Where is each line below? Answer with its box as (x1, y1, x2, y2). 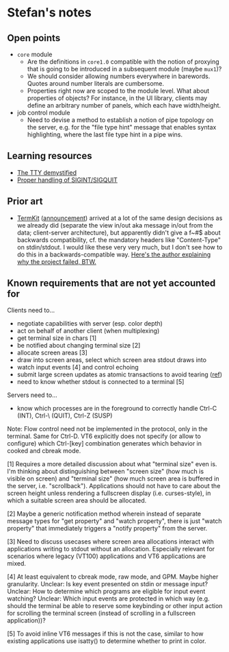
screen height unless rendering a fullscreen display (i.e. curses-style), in (7, 489, 211, 498)
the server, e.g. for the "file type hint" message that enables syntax (27, 123, 217, 131)
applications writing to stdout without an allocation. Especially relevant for (7, 545, 215, 553)
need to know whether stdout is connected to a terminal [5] (16, 378, 185, 386)
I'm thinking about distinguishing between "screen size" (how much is (7, 468, 204, 476)
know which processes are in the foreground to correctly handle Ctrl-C (16, 405, 217, 413)
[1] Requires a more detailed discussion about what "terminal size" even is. (7, 460, 217, 468)
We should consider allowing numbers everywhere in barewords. (27, 72, 211, 80)
